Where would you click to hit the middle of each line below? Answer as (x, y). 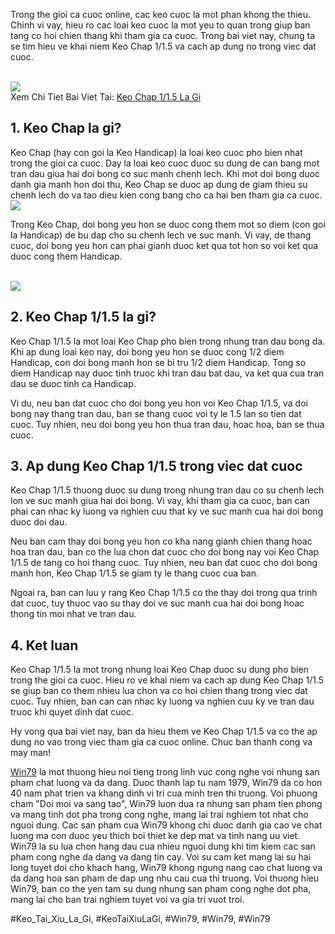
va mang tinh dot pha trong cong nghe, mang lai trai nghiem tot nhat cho (159, 815)
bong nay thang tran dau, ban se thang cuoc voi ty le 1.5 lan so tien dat (156, 413)
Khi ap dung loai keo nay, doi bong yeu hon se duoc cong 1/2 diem (147, 351)
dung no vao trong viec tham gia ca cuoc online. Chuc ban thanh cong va (161, 742)
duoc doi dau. (39, 522)
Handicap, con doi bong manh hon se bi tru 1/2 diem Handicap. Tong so (158, 362)
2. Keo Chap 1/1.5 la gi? (83, 317)
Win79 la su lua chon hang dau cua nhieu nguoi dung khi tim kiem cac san (163, 846)
